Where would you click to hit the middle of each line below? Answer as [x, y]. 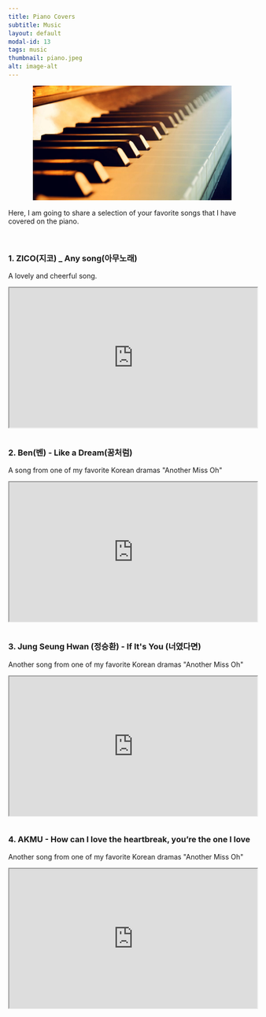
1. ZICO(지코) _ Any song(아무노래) [73, 258]
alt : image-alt [33, 67]
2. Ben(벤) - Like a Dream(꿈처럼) [70, 453]
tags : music [28, 50]
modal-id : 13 [30, 42]
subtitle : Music [35, 25]
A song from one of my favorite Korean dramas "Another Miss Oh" [115, 470]
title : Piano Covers [42, 17]
